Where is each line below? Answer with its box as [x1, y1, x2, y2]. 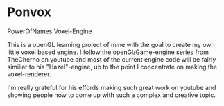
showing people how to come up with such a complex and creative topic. [7, 91, 216, 99]
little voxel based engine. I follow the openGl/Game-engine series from [7, 48, 209, 56]
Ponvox [7, 4, 52, 20]
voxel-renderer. [7, 70, 51, 78]
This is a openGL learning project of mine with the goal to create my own [7, 40, 215, 48]
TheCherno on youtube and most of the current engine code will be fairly [7, 55, 216, 63]
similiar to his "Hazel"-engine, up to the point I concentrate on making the [7, 62, 218, 71]
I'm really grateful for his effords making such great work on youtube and [7, 83, 216, 91]
